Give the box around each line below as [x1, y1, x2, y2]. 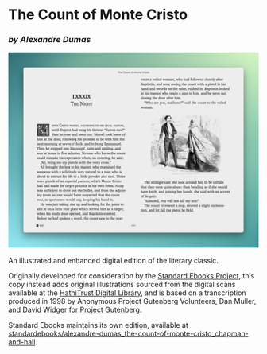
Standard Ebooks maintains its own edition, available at [8, 320, 188, 329]
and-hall [8, 336, 36, 347]
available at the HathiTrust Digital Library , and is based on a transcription [8, 288, 246, 298]
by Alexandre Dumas [8, 34, 91, 45]
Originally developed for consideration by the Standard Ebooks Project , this [8, 270, 255, 280]
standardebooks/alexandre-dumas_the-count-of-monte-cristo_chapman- [8, 329, 249, 338]
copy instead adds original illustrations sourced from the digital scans [8, 279, 236, 289]
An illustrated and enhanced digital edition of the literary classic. [8, 255, 219, 265]
